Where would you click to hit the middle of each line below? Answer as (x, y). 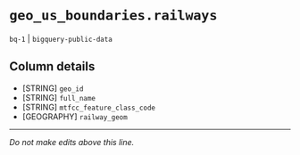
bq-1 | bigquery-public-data (61, 38)
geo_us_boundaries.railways (113, 16)
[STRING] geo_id (53, 88)
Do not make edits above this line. (72, 142)
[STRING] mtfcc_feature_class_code (89, 107)
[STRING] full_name (59, 97)
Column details (52, 66)
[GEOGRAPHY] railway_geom (75, 116)
